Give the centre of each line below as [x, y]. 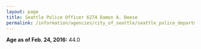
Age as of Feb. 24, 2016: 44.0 [43, 40]
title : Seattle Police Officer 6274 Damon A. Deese [72, 17]
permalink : [20, 23]
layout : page [22, 12]
